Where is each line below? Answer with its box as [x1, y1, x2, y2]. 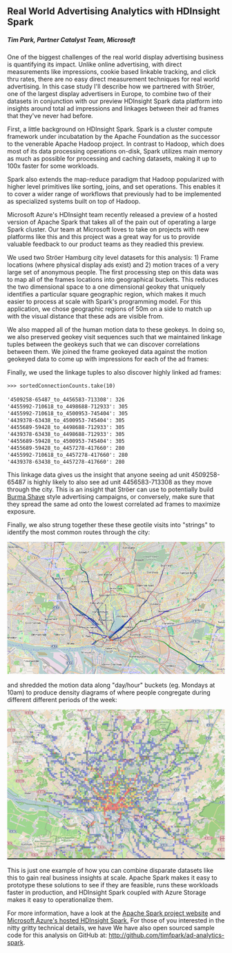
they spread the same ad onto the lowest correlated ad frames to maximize [7, 500, 221, 509]
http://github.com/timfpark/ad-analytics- [108, 931, 225, 939]
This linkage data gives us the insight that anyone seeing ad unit [7, 471, 190, 479]
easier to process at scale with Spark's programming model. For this [7, 297, 202, 306]
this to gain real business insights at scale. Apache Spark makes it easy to [7, 874, 217, 882]
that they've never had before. [7, 112, 93, 120]
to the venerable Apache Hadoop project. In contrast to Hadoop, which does [7, 140, 225, 148]
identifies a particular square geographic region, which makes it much [7, 290, 206, 299]
